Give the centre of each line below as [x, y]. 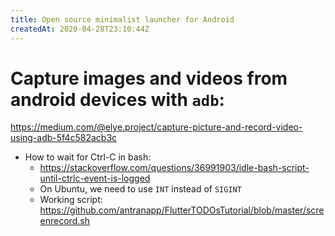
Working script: [71, 200]
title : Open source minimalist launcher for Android [122, 19]
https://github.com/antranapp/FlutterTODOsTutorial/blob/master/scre [182, 210]
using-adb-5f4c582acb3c [64, 138]
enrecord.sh [64, 221]
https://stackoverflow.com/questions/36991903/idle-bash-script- [174, 168]
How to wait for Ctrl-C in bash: [88, 157]
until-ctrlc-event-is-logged [95, 178]
